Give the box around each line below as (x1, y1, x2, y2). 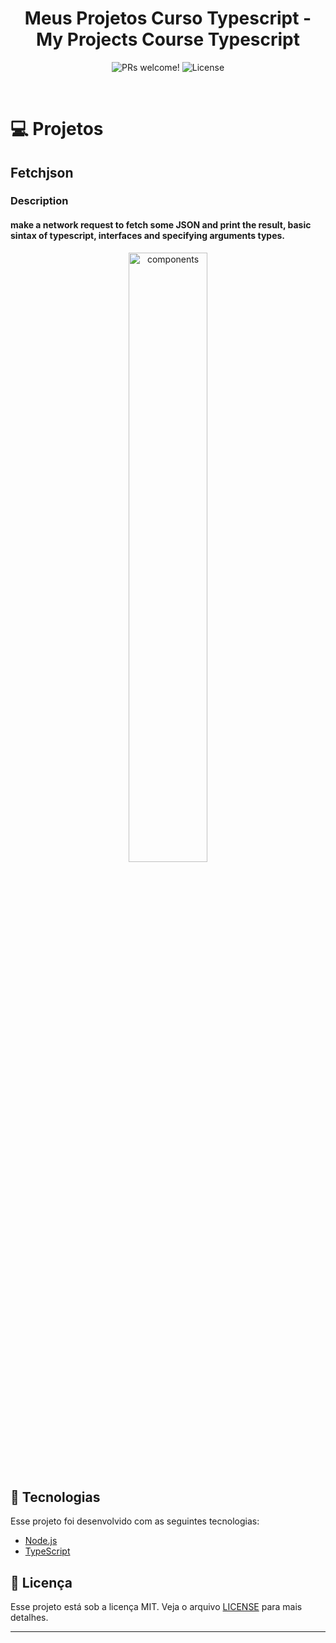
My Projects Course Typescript (35, 28, 300, 51)
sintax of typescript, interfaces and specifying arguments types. (10, 230, 286, 242)
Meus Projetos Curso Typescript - (24, 7, 312, 30)
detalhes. (10, 1612, 49, 1624)
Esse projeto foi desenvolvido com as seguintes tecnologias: (10, 1515, 260, 1527)
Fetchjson (10, 164, 74, 181)
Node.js (24, 1535, 58, 1547)
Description (10, 194, 69, 208)
